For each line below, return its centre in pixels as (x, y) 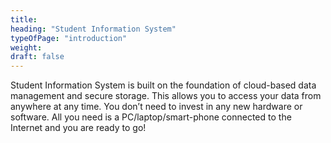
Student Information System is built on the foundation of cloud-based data (163, 85)
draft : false (37, 57)
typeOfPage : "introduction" (69, 38)
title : (24, 19)
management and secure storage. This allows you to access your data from (166, 96)
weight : (26, 47)
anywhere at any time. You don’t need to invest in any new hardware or (156, 107)
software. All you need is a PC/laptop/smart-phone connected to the (151, 117)
